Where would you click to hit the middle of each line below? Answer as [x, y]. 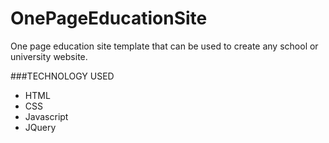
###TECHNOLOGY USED [62, 76]
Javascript [46, 116]
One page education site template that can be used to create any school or [164, 46]
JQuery [40, 127]
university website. [49, 56]
